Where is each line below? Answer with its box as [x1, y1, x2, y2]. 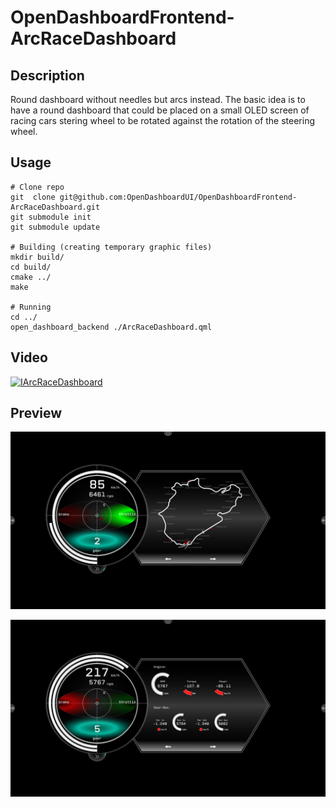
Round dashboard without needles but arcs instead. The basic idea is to [10, 94, 306, 105]
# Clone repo [10, 182, 65, 192]
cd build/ [10, 262, 52, 272]
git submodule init [10, 212, 92, 222]
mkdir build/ [10, 252, 65, 262]
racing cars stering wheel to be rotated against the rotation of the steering [10, 115, 316, 126]
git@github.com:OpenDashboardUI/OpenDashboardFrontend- [59, 192, 298, 202]
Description [10, 67, 85, 84]
